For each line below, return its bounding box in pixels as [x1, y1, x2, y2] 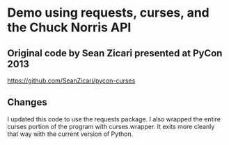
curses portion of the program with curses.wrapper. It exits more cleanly [7, 122, 215, 130]
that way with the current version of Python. [7, 130, 134, 138]
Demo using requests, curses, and [7, 5, 210, 21]
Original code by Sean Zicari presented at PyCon [7, 47, 223, 59]
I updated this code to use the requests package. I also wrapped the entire [7, 114, 221, 123]
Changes [7, 96, 47, 108]
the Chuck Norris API [7, 19, 132, 35]
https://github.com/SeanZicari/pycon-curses [7, 76, 136, 85]
